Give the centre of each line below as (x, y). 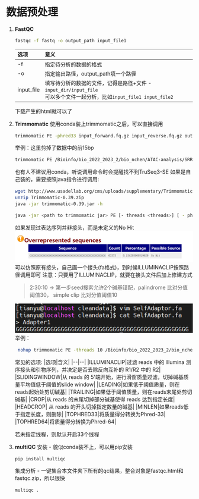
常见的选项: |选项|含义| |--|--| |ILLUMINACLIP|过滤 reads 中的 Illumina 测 (103, 362)
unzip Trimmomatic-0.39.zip (49, 198)
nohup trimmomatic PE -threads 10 (60, 350)
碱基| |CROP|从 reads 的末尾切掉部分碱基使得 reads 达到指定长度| (95, 399)
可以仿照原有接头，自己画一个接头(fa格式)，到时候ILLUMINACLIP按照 (99, 268)
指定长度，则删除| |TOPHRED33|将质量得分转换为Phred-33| (93, 414)
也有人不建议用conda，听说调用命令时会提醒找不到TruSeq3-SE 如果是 (100, 172)
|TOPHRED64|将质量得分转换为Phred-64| (65, 421)
